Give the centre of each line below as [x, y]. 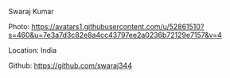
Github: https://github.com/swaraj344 [70, 65]
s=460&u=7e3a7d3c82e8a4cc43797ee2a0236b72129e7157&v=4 [115, 35]
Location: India [33, 50]
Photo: [19, 26]
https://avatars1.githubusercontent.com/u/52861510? [118, 26]
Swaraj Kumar [31, 11]
